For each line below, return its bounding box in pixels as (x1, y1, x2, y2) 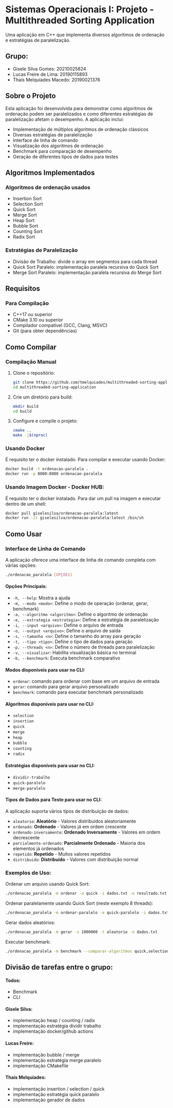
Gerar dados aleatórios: (5, 919, 56, 925)
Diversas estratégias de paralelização (12, 131, 93, 137)
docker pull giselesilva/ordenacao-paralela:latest (5, 511, 118, 516)
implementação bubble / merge (12, 1051, 80, 1058)
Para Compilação (5, 300, 49, 307)
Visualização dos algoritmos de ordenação (12, 143, 104, 149)
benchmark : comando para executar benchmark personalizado (12, 689, 144, 696)
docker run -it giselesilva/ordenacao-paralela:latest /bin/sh (5, 515, 144, 521)
